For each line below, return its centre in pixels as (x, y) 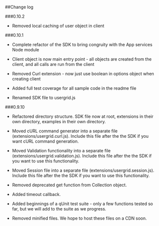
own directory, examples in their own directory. (59, 121)
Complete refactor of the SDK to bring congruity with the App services (82, 45)
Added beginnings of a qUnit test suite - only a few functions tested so (82, 204)
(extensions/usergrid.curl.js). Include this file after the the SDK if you (80, 136)
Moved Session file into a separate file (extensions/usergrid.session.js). (83, 170)
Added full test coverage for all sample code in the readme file (74, 88)
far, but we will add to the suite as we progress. (59, 209)
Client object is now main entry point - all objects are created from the (82, 59)
